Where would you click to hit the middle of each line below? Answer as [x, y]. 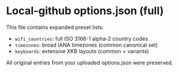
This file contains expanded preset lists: [55, 27]
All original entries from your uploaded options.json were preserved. [90, 63]
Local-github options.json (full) [85, 11]
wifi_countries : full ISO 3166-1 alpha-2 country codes [81, 38]
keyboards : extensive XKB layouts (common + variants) [82, 51]
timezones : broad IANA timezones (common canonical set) [86, 45]
